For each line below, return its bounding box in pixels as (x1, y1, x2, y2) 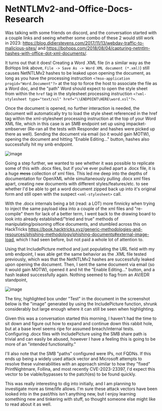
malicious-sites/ (5, 45, 37, 51)
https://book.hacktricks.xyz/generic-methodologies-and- (28, 226, 143, 232)
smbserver (5, 126, 27, 132)
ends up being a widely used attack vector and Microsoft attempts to (5, 356, 143, 362)
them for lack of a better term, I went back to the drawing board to (24, 211, 156, 216)
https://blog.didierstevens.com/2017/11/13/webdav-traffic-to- (22, 40, 144, 46)
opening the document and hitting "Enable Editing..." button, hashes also (5, 136, 150, 142)
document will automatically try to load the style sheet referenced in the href (5, 110, 158, 116)
